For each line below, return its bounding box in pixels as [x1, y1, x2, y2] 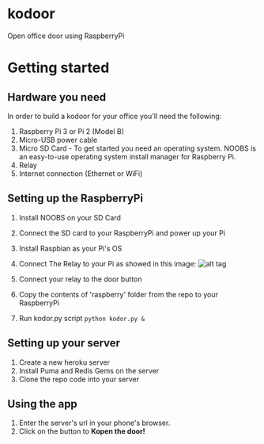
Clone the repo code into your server [18, 374, 140, 384]
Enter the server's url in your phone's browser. [18, 418, 171, 428]
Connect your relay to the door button [18, 274, 143, 284]
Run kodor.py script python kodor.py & [18, 313, 145, 323]
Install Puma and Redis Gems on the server [18, 366, 160, 375]
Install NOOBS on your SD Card [18, 212, 122, 222]
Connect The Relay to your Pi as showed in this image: [18, 258, 197, 268]
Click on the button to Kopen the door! [18, 427, 145, 436]
